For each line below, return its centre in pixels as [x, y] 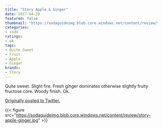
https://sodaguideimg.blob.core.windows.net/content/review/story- [83, 115]
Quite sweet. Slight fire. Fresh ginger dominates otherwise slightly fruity [77, 86]
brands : [13, 68]
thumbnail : [16, 23]
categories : [17, 28]
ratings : [14, 37]
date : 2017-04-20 [23, 14]
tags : [10, 45]
